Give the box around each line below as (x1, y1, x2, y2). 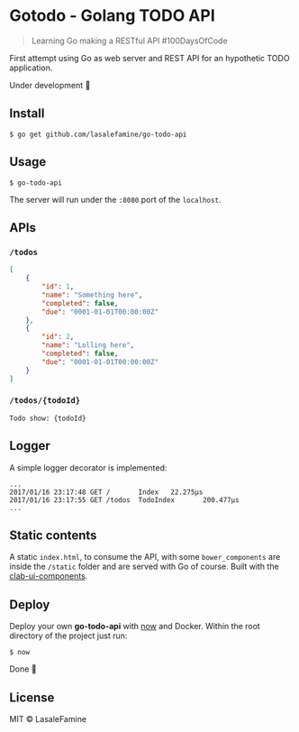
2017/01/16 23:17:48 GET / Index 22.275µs (9, 488, 204, 497)
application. (9, 62, 53, 73)
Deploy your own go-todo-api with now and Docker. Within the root (9, 621, 261, 632)
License (9, 690, 55, 705)
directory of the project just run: (9, 630, 128, 641)
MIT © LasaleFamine (9, 714, 87, 725)
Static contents (9, 528, 97, 543)
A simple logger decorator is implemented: (9, 462, 168, 473)
